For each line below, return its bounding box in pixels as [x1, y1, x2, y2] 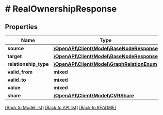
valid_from [7, 69, 33, 75]
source [7, 45, 24, 52]
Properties [5, 23, 38, 31]
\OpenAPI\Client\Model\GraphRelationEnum [53, 61, 157, 67]
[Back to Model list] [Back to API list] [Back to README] [5, 105, 116, 110]
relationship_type [7, 61, 49, 67]
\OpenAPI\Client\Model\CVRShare [53, 92, 134, 99]
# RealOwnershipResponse [5, 3, 117, 14]
